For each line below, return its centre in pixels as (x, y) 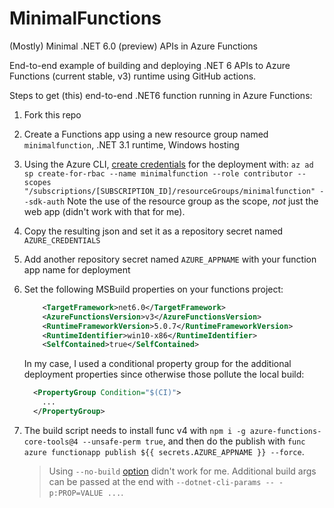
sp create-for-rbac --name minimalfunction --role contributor (158, 173)
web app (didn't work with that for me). (104, 211)
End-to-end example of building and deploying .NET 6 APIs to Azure (150, 65)
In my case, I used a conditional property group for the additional (157, 364)
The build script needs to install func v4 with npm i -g (134, 430)
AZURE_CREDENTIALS (62, 240)
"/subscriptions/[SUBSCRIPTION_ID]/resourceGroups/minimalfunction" (169, 191)
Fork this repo (52, 114)
